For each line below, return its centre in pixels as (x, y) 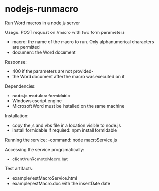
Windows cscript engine (37, 101)
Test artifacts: (19, 168)
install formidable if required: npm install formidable (64, 130)
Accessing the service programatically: (45, 149)
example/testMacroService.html (45, 178)
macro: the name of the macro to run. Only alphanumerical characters (83, 42)
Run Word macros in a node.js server (43, 23)
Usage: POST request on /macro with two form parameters (65, 32)
